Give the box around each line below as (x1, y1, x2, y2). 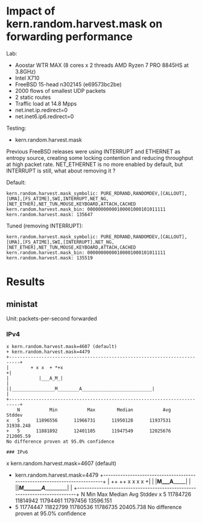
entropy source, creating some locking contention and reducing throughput (6, 154, 194, 161)
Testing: (6, 124, 27, 132)
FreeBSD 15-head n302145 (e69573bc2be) (14, 80, 122, 88)
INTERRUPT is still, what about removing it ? (6, 167, 116, 174)
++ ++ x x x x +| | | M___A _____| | (110, 478, 191, 485)
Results (6, 275, 45, 289)
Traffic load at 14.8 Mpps (14, 100, 77, 107)
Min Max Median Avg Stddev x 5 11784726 (86, 490, 192, 498)
